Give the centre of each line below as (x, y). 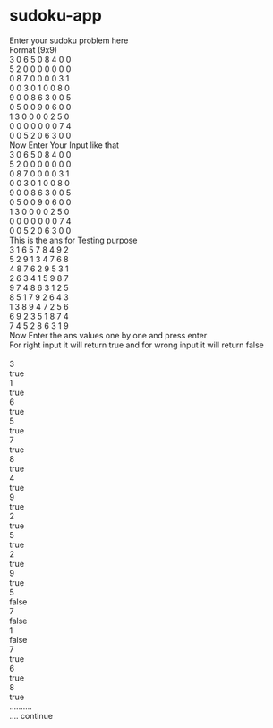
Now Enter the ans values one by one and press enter (108, 335)
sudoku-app (56, 16)
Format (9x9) (34, 49)
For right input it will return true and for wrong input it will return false (136, 345)
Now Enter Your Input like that (64, 145)
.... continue (31, 715)
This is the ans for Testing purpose (73, 240)
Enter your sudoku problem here (69, 40)
